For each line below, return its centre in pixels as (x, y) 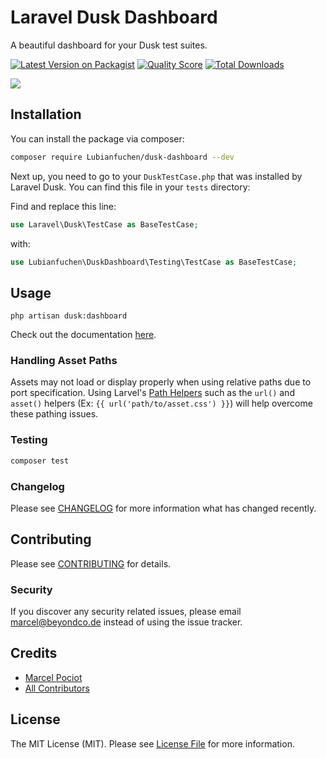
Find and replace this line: (63, 206)
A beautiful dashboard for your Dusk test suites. (109, 45)
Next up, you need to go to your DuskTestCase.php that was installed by (156, 176)
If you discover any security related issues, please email (126, 612)
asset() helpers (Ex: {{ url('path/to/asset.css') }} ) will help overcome (161, 403)
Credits (34, 653)
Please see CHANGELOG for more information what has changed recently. (163, 508)
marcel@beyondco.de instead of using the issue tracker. (126, 622)
